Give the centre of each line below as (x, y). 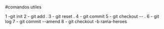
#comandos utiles (23, 7)
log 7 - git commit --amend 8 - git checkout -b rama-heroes (66, 22)
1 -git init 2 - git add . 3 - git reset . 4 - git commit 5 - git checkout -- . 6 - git (82, 16)
